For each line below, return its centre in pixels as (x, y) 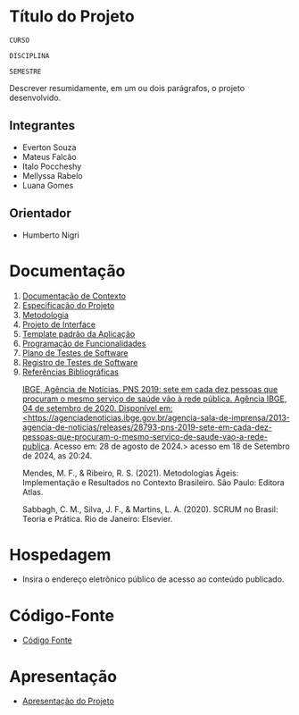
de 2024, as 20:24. (57, 455)
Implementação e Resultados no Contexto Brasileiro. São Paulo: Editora (153, 482)
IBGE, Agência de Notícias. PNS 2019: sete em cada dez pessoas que (150, 389)
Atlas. (33, 492)
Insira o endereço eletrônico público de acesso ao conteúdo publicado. (153, 579)
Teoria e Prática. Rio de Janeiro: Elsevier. (97, 518)
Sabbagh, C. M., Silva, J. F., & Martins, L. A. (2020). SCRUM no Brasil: (150, 509)
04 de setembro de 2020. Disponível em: (97, 408)
